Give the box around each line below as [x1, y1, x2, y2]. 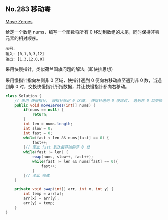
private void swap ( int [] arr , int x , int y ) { [14, 187, 114, 192]
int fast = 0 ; [23, 130, 53, 136]
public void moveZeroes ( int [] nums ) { [14, 103, 96, 108]
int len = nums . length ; [23, 121, 73, 127]
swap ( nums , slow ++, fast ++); [32, 154, 94, 160]
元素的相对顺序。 [5, 35, 41, 41]
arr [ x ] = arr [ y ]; [23, 196, 59, 201]
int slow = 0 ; [23, 126, 53, 131]
